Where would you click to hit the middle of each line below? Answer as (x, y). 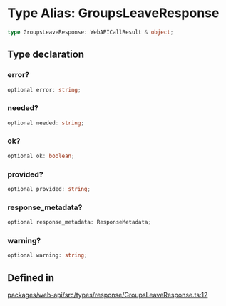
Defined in (31, 278)
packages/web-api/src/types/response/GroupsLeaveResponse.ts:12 (108, 295)
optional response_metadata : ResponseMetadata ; (79, 222)
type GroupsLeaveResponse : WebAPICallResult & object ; (91, 32)
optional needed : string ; (46, 123)
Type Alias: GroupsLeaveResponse (113, 13)
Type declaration (46, 55)
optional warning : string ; (47, 255)
